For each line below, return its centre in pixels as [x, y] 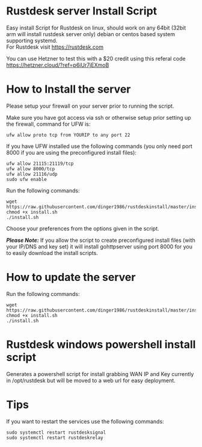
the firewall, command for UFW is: [48, 124]
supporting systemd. [32, 40]
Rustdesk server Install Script [82, 11]
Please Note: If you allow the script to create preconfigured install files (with [101, 240]
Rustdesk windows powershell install [101, 345]
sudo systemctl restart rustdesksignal [56, 432]
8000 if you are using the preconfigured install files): [72, 152]
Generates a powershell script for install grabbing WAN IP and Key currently [100, 374]
